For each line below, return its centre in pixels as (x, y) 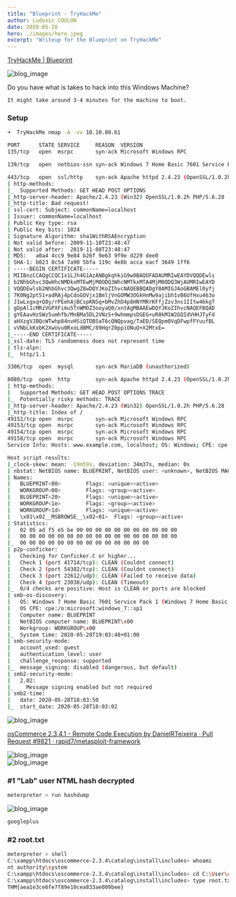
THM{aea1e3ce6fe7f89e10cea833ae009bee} (66, 887)
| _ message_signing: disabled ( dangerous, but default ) (92, 667)
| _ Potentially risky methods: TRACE (64, 399)
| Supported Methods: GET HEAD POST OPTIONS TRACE (86, 393)
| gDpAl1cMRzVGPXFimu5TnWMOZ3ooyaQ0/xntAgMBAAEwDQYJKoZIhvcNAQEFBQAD (111, 308)
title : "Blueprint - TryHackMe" (54, 14)
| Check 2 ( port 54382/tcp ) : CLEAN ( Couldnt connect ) (91, 569)
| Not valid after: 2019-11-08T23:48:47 (69, 249)
